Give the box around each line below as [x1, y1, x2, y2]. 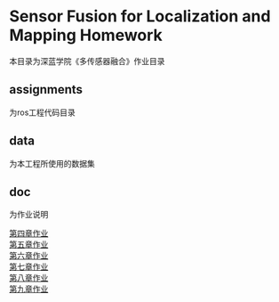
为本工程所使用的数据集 [9, 158, 95, 168]
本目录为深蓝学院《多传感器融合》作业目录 [9, 55, 165, 66]
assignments [9, 82, 83, 97]
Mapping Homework [9, 25, 163, 45]
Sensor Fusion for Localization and [9, 6, 271, 27]
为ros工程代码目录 [9, 107, 76, 118]
